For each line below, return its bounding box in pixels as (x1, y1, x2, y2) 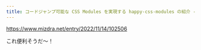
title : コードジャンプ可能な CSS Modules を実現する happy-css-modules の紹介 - (6, 8, 196, 15)
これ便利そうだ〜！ (6, 37, 54, 45)
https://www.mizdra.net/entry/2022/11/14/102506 (6, 25, 127, 32)
